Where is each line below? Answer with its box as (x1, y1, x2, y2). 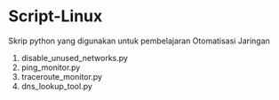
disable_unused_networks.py (20, 52, 128, 63)
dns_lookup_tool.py (20, 81, 92, 91)
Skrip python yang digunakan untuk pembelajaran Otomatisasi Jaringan (8, 35, 270, 46)
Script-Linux (8, 6, 103, 27)
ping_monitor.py (20, 62, 81, 73)
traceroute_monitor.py (20, 71, 103, 81)
